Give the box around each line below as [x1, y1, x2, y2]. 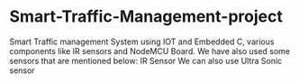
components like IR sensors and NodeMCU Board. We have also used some [9, 45, 291, 56]
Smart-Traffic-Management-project [9, 6, 284, 27]
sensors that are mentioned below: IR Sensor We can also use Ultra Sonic [9, 55, 283, 66]
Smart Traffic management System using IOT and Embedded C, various [9, 36, 275, 47]
